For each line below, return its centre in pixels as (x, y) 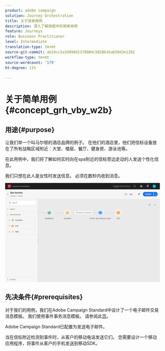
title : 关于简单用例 (24, 21)
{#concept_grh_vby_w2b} (59, 110)
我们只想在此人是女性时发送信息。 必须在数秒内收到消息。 (64, 176)
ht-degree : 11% (21, 68)
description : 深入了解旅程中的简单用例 (41, 26)
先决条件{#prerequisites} (44, 297)
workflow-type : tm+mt (27, 57)
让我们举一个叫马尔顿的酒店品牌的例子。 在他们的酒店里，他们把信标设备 (79, 143)
